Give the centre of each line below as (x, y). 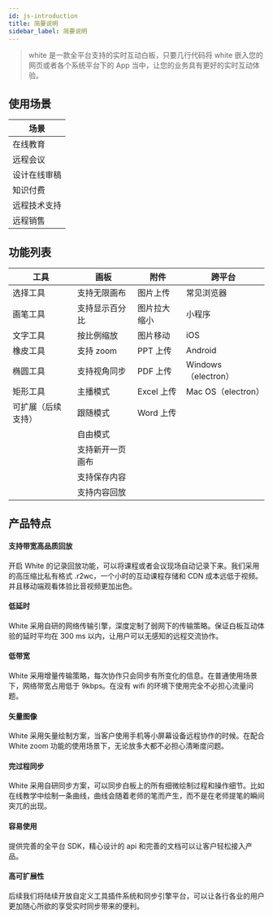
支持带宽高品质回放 (41, 545)
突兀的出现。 (30, 806)
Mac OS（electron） (225, 391)
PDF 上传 (155, 371)
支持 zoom (97, 351)
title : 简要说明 (33, 24)
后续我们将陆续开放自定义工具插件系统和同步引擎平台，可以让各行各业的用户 (136, 895)
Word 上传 (157, 413)
